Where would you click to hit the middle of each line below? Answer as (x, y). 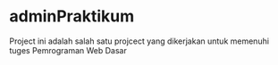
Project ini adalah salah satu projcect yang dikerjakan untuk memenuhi (139, 41)
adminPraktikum (72, 16)
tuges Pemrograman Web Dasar (68, 50)
